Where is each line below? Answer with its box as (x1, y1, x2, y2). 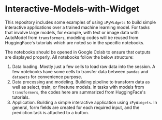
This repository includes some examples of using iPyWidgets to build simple (5, 19, 156, 25)
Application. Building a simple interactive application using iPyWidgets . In (12, 99, 157, 105)
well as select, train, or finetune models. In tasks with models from (12, 84, 144, 90)
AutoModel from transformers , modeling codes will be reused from (5, 35, 139, 40)
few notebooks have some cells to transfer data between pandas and (12, 68, 148, 74)
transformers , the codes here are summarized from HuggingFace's (12, 89, 146, 95)
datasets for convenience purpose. (12, 74, 82, 80)
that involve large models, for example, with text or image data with (5, 29, 139, 35)
